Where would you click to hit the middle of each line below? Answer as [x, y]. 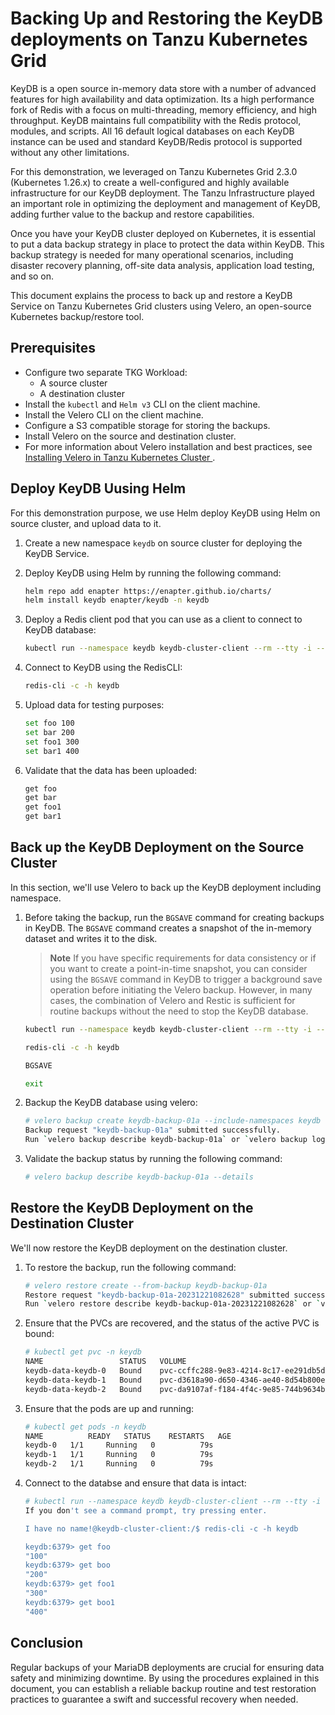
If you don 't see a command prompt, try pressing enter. [146, 1510]
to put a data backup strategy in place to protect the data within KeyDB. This [167, 244]
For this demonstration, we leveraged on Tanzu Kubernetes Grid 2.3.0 [154, 171]
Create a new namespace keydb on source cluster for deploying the [163, 543]
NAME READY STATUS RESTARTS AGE [128, 1436]
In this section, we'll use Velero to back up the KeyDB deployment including [166, 887]
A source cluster [73, 383]
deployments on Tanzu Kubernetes [159, 39]
